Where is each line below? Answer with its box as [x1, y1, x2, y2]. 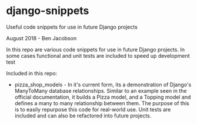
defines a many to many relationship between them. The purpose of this [14, 99, 189, 106]
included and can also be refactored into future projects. [14, 112, 152, 119]
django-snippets [6, 4, 89, 18]
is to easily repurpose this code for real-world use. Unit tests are [14, 106, 171, 113]
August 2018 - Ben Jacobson [6, 34, 77, 41]
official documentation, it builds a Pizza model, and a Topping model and [14, 93, 191, 100]
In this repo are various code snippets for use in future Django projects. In [6, 46, 185, 53]
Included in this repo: [6, 70, 58, 77]
